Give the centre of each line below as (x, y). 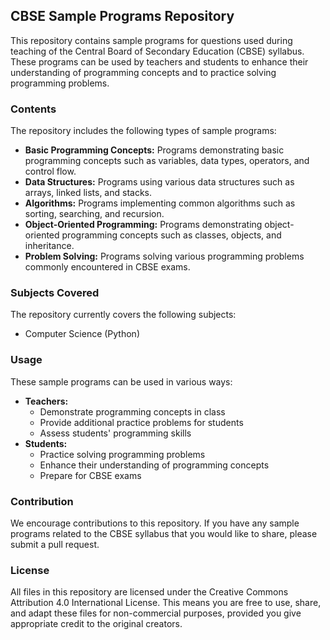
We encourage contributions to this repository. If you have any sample (155, 523)
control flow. (50, 171)
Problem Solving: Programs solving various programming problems (164, 256)
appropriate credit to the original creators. (96, 624)
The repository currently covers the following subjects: (123, 315)
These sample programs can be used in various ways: (121, 381)
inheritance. (49, 246)
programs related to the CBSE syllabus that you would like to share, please (164, 533)
